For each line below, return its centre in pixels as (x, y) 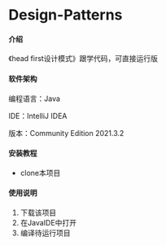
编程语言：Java (35, 98)
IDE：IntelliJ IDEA (38, 116)
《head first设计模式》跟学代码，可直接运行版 (83, 59)
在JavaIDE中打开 (48, 223)
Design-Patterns (66, 15)
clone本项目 (40, 173)
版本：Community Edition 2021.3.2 (66, 133)
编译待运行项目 (45, 233)
